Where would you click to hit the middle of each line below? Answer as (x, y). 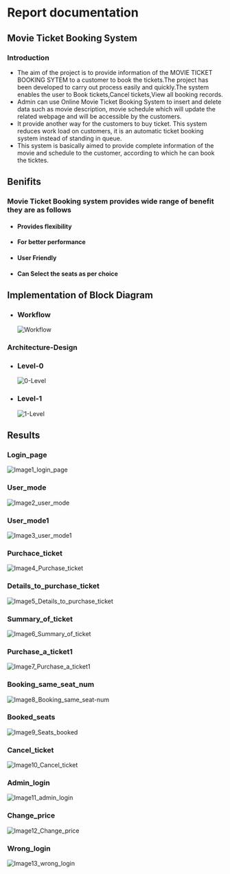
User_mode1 (28, 521)
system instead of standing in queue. (69, 138)
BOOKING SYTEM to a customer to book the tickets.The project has (113, 80)
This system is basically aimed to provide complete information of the (115, 145)
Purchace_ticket (35, 553)
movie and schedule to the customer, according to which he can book (116, 153)
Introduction (28, 58)
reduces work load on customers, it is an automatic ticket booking (110, 131)
